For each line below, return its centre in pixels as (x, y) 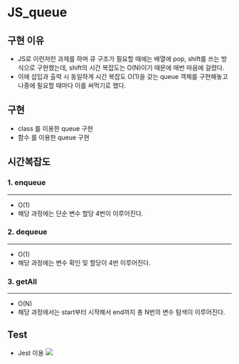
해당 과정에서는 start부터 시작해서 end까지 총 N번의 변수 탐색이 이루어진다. (121, 312)
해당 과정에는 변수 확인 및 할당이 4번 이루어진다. (84, 262)
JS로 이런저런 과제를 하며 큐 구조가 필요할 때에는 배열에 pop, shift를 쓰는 (118, 59)
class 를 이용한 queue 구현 (55, 128)
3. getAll (22, 282)
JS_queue (37, 12)
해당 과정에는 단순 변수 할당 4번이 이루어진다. (80, 213)
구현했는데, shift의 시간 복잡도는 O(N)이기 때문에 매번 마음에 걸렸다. (131, 68)
